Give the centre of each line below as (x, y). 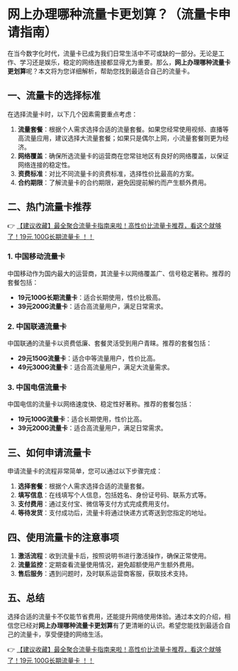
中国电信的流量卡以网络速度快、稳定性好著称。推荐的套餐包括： (100, 404)
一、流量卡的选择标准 (54, 96)
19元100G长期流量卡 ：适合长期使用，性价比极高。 (91, 297)
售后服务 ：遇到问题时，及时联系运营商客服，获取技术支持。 (104, 574)
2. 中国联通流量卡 (37, 326)
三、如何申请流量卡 (49, 453)
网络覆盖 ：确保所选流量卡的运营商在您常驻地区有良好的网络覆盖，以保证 (123, 156)
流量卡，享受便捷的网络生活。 (63, 634)
